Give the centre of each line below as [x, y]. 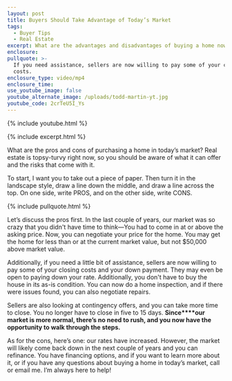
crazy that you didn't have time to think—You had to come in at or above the [115, 227]
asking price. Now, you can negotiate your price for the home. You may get [114, 234]
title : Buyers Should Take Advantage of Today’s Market [89, 20]
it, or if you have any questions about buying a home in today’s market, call [114, 362]
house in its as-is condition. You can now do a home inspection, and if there [115, 284]
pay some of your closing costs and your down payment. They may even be [115, 270]
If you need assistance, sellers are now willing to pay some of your [117, 65]
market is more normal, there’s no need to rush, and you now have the [109, 319]
